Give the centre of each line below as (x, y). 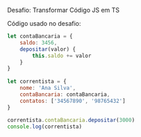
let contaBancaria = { (40, 36)
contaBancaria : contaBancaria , (65, 94)
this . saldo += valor (62, 56)
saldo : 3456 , (39, 42)
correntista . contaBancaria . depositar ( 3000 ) (71, 120)
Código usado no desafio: (44, 23)
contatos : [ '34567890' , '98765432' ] (73, 101)
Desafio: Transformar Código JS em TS (64, 10)
